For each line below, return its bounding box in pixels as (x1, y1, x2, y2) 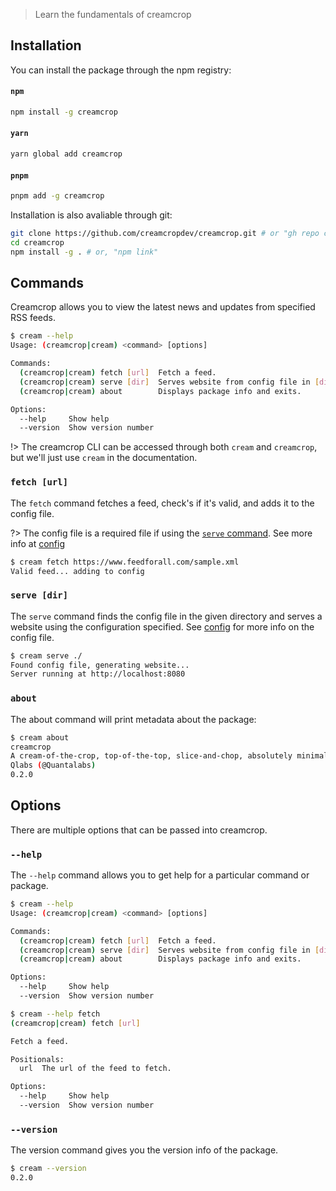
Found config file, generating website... (10, 660, 190, 670)
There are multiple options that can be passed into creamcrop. (10, 824, 268, 836)
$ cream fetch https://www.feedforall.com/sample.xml (10, 557, 240, 567)
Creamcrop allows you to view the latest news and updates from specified (10, 301, 316, 313)
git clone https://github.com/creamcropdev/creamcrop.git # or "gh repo (10, 229, 320, 239)
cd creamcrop (10, 237, 65, 248)
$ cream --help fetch (10, 1009, 101, 1019)
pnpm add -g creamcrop (10, 191, 105, 201)
